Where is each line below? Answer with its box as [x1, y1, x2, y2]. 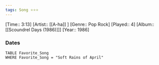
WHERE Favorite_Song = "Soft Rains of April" [5, 55, 103, 60]
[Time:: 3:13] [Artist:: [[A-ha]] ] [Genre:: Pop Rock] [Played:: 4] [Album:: [5, 21, 154, 27]
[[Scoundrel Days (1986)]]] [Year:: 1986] [5, 26, 90, 33]
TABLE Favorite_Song [5, 50, 49, 55]
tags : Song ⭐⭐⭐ [5, 7, 39, 13]
